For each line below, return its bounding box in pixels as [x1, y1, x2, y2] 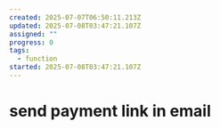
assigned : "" [9, 29, 58, 38]
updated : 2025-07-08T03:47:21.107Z [9, 21, 142, 30]
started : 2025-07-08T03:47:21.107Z [9, 63, 142, 72]
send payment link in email [9, 101, 211, 121]
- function [17, 54, 58, 63]
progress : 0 [9, 37, 53, 47]
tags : [9, 46, 29, 55]
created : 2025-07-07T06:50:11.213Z [9, 12, 142, 22]
